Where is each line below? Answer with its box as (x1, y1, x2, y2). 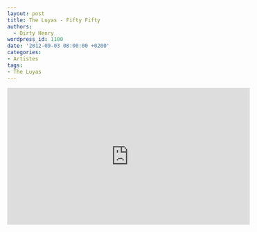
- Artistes (7, 56, 39, 63)
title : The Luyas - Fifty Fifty (7, 17, 100, 24)
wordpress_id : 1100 (7, 36, 64, 43)
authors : (7, 23, 33, 30)
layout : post (7, 10, 45, 17)
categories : (7, 49, 42, 56)
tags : (7, 62, 23, 69)
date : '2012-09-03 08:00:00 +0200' (7, 42, 110, 49)
